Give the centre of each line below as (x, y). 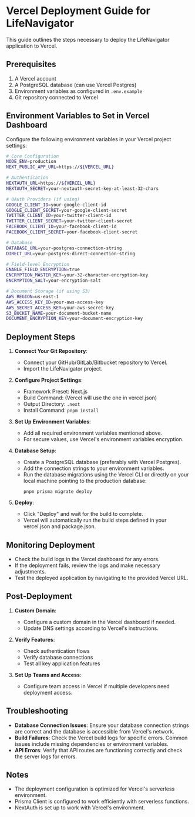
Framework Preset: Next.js (56, 392)
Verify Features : (35, 639)
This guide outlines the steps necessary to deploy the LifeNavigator (88, 39)
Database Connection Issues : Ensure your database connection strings (102, 725)
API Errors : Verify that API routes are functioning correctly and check (98, 750)
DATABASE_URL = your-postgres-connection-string (64, 248)
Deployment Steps (41, 337)
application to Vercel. (32, 46)
